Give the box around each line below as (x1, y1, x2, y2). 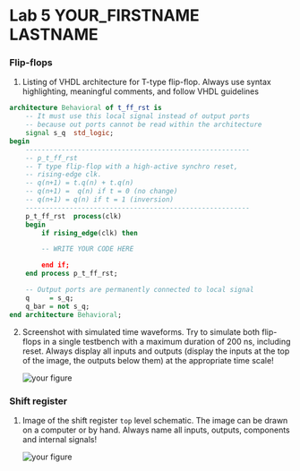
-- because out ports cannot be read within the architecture (25, 120, 262, 130)
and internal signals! (21, 433, 97, 444)
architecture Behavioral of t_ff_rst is (9, 104, 163, 113)
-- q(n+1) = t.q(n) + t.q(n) (25, 178, 134, 188)
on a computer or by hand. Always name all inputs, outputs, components (21, 424, 290, 435)
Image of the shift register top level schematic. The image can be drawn (21, 415, 288, 425)
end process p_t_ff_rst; (25, 270, 118, 278)
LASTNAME (9, 24, 99, 45)
